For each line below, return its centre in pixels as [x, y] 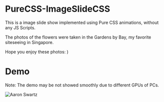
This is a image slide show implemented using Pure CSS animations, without [82, 22]
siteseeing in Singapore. [29, 42]
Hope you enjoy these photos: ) [37, 52]
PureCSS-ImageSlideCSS [58, 9]
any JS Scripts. [20, 27]
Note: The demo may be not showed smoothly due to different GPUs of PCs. [82, 85]
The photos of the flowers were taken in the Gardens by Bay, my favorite [78, 37]
